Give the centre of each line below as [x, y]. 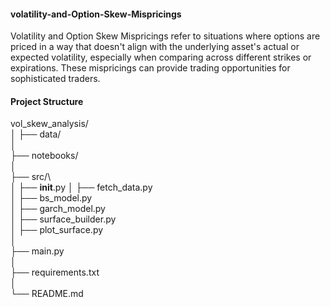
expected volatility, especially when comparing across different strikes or [161, 57]
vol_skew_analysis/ [49, 124]
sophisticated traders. [55, 79]
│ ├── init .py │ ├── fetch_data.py [81, 187]
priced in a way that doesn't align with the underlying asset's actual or [155, 47]
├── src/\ [31, 177]
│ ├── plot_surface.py [57, 230]
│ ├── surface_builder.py [63, 219]
